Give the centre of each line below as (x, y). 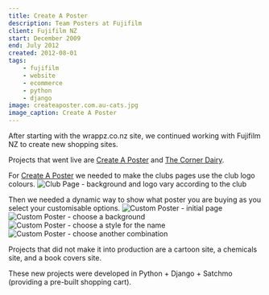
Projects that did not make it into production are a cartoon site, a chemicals (133, 249)
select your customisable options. (64, 208)
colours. (22, 184)
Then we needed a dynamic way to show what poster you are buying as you (135, 199)
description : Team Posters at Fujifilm (75, 23)
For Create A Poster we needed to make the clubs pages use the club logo (132, 175)
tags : (17, 61)
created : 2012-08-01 (43, 53)
